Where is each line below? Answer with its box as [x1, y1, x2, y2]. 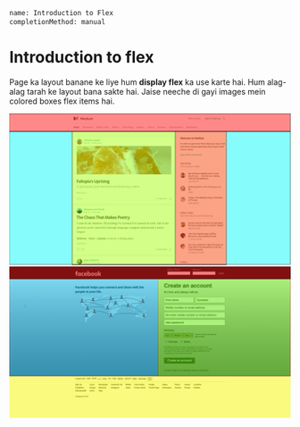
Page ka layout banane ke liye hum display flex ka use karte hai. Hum [9, 76, 266, 88]
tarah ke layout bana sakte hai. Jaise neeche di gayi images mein [26, 86, 266, 96]
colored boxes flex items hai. [9, 96, 115, 106]
